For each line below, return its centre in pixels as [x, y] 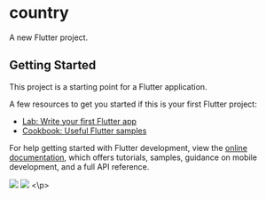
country [39, 13]
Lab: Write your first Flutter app [79, 121]
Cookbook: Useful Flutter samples [84, 131]
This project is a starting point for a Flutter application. [108, 86]
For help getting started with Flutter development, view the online [129, 147]
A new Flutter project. [49, 37]
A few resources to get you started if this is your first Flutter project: [133, 104]
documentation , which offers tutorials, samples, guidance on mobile [133, 157]
